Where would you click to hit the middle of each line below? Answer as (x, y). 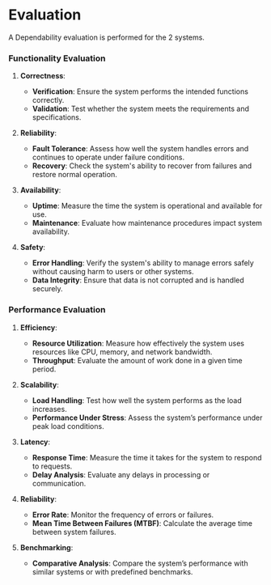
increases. (49, 409)
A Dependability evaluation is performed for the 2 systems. (106, 37)
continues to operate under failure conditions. (108, 157)
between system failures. (74, 532)
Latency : (35, 442)
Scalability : (39, 384)
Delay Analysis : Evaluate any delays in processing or (121, 474)
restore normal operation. (74, 175)
